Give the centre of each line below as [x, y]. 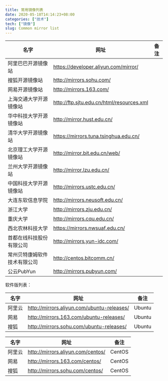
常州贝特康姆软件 [28, 254]
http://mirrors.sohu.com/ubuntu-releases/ [77, 326]
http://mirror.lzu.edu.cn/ [81, 170]
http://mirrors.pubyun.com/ [85, 271]
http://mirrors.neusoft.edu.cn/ [88, 200]
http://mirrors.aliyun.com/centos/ [67, 352]
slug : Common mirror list [32, 28]
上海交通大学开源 [28, 99]
